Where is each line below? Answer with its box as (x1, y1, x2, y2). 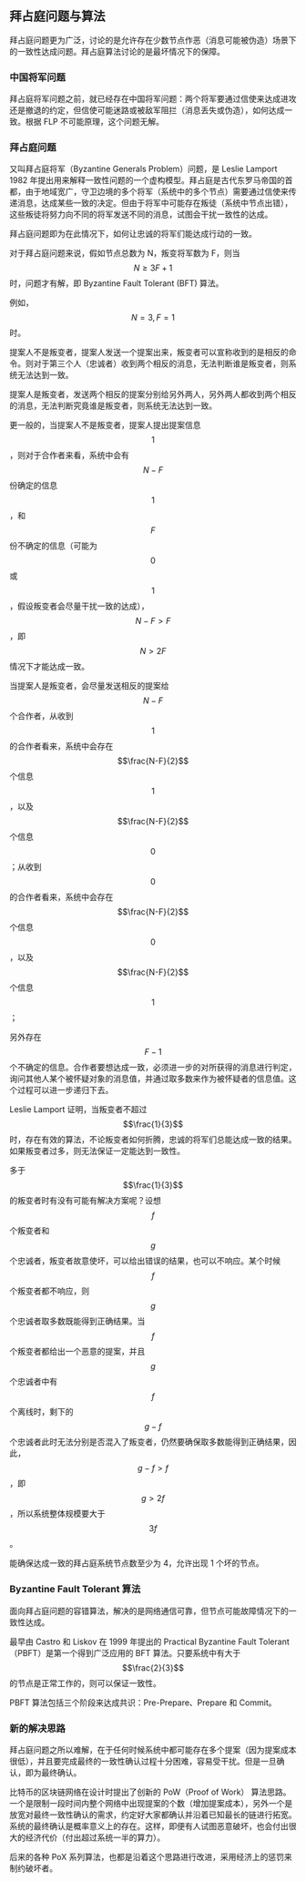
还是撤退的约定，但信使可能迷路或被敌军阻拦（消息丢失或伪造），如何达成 (9, 105, 285, 116)
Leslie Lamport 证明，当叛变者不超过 (9, 1104, 148, 1115)
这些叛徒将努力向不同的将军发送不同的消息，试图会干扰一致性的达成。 (9, 209, 273, 220)
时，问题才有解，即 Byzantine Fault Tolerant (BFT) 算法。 (9, 278, 224, 289)
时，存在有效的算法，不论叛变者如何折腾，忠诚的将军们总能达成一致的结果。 (9, 1134, 297, 1145)
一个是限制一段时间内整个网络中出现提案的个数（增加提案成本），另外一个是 (9, 1798, 293, 1808)
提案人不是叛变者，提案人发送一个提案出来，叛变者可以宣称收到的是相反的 (9, 347, 289, 358)
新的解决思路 (9, 1722, 66, 1734)
